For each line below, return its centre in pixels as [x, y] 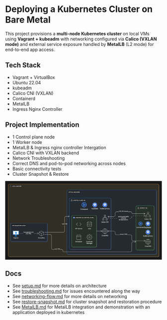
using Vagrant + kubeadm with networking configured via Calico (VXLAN [81, 39]
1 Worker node [27, 142]
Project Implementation [42, 125]
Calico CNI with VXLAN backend [46, 153]
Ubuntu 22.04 [27, 82]
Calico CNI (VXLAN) [33, 93]
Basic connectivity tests [37, 169]
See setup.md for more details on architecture [59, 286]
